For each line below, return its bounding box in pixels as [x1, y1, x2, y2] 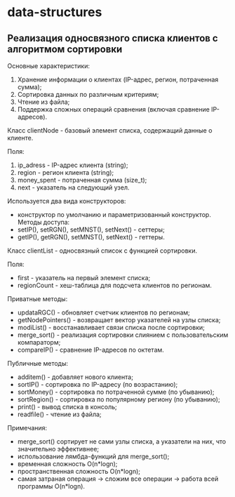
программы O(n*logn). [17, 482, 86, 490]
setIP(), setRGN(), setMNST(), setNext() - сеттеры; [17, 225, 165, 234]
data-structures [7, 4, 102, 20]
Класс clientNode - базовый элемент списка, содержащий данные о [7, 126, 213, 134]
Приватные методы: [7, 295, 68, 303]
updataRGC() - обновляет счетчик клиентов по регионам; [17, 308, 191, 317]
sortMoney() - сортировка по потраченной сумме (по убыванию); [17, 387, 215, 396]
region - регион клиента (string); [17, 168, 114, 176]
